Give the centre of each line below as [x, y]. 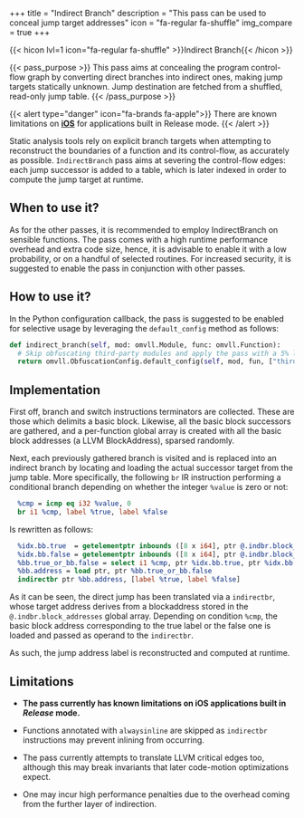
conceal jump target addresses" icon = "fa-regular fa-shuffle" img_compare [151, 23]
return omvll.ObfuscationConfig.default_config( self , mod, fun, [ [145, 361]
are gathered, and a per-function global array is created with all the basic [146, 431]
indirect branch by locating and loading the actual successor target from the [152, 468]
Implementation [55, 390]
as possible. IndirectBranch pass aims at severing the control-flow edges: [148, 160]
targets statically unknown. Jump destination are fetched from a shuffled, [146, 87]
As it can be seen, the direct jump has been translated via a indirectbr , [142, 597]
